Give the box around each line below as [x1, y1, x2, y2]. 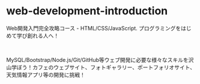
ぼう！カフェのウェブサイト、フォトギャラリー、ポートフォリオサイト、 [16, 64, 196, 71]
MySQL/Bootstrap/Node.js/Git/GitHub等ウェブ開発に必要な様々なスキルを [6, 56, 189, 63]
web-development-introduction [6, 4, 168, 18]
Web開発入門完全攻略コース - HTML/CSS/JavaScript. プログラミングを [6, 24, 181, 32]
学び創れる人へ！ [16, 32, 59, 39]
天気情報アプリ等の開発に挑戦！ [6, 71, 85, 78]
